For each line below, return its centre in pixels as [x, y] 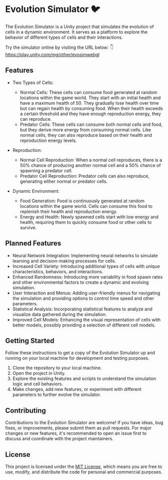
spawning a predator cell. [46, 171]
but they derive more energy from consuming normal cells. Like [86, 130]
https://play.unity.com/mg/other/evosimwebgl [52, 54]
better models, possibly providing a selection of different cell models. [84, 325]
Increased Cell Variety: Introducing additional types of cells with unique [86, 266]
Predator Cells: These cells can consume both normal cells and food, [91, 124]
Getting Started [30, 340]
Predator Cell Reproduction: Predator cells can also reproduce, [85, 176]
